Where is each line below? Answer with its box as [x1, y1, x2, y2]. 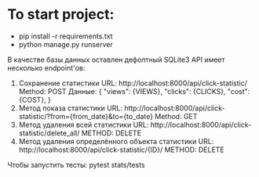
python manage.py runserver [18, 39, 113, 49]
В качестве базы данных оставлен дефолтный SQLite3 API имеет [7, 55, 225, 64]
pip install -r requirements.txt [18, 31, 113, 41]
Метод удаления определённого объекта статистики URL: [18, 136, 214, 146]
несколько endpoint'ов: [7, 63, 86, 72]
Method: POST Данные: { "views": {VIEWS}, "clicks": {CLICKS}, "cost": [18, 86, 250, 96]
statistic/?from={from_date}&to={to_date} [18, 111, 154, 121]
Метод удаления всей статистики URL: [18, 120, 149, 129]
